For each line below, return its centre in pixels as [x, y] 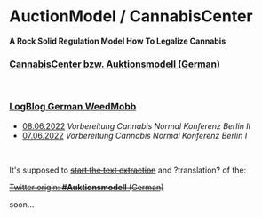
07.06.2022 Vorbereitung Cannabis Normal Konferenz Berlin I [135, 135]
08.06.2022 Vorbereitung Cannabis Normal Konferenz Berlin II [136, 125]
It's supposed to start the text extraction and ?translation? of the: [128, 170]
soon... [22, 204]
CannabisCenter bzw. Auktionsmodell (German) [115, 64]
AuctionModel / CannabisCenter [131, 16]
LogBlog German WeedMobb [73, 107]
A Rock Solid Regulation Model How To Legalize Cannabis [118, 41]
